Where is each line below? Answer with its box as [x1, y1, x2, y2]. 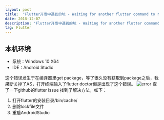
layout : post [5, 7, 32, 12]
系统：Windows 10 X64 [12, 58, 60, 64]
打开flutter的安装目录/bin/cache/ [12, 97, 78, 103]
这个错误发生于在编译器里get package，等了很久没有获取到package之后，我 [5, 75, 159, 80]
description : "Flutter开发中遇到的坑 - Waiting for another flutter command [5, 20, 160, 26]
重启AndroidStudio [12, 109, 50, 115]
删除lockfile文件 [12, 103, 44, 109]
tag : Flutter [5, 25, 32, 30]
